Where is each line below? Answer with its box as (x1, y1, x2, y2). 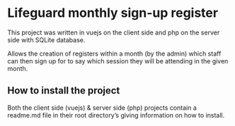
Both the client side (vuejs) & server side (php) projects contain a (7, 103, 197, 112)
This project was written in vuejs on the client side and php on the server (7, 28, 220, 37)
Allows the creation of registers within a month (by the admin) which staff (7, 49, 222, 58)
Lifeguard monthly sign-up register (7, 5, 218, 21)
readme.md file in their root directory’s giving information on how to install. (7, 111, 225, 119)
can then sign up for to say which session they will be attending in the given (7, 56, 229, 65)
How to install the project (7, 84, 120, 96)
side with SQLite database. (7, 35, 86, 44)
